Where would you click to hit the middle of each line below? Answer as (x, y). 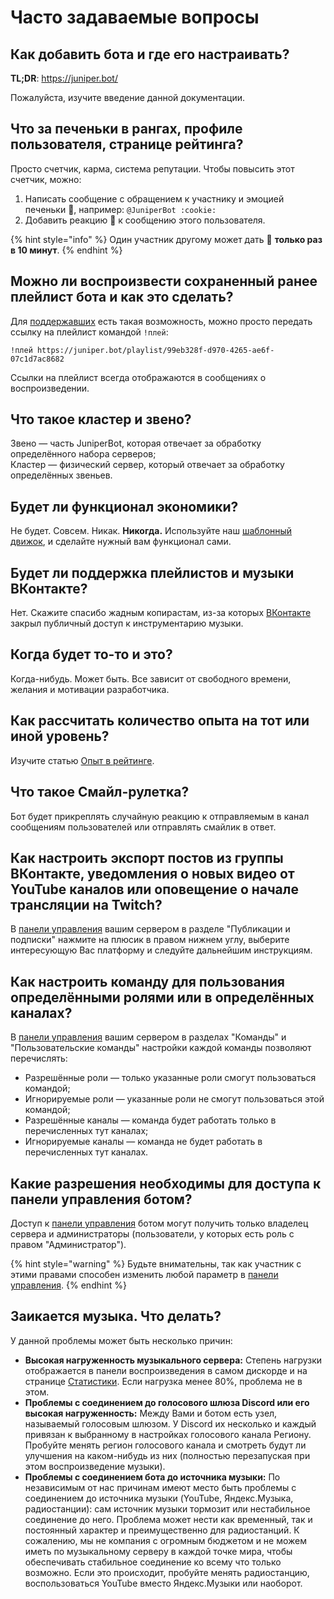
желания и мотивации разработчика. (90, 689)
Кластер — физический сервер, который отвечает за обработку (147, 465)
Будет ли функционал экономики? (124, 506)
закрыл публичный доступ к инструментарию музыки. (127, 623)
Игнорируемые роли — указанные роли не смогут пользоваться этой (174, 1099)
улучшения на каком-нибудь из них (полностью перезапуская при (167, 1455)
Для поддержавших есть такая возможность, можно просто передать (161, 321)
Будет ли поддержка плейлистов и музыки (152, 572)
